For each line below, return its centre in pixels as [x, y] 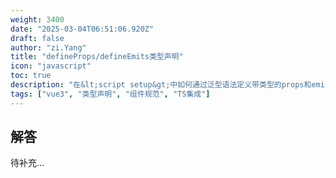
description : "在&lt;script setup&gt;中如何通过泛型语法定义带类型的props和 [161, 85]
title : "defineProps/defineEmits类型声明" [97, 57]
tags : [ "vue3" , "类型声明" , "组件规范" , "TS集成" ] [110, 94]
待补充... [27, 163]
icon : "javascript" [51, 66]
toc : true [31, 76]
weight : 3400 [37, 19]
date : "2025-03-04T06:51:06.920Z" [82, 29]
